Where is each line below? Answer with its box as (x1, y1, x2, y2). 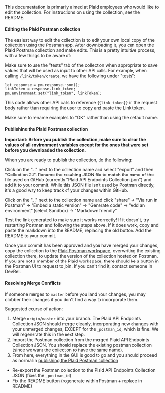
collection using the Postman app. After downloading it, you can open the (5, 42, 154, 48)
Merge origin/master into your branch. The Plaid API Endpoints (12, 315, 141, 321)
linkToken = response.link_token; (5, 87, 76, 92)
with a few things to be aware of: (5, 53, 72, 59)
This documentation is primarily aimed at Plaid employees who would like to (5, 4, 159, 10)
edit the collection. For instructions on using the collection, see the (5, 9, 140, 15)
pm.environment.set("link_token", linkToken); (5, 91, 102, 96)
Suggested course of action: (5, 306, 63, 312)
